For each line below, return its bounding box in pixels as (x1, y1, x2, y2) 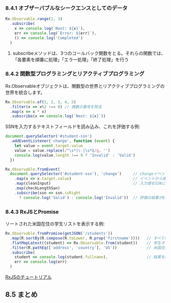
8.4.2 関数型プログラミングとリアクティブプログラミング (5, 70, 145, 78)
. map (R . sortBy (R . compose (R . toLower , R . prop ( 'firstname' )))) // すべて (10, 236, 164, 241)
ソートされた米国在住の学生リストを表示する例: (5, 221, 105, 227)
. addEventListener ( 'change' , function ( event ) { (10, 139, 115, 144)
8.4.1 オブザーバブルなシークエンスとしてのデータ (5, 4, 128, 11)
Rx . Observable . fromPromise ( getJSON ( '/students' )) (5, 231, 113, 236)
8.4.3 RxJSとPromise (5, 208, 59, 215)
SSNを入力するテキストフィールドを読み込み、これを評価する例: (5, 123, 140, 130)
